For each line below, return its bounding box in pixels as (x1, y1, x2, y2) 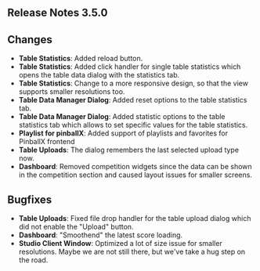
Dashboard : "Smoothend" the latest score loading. (18, 230, 183, 240)
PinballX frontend (18, 137, 75, 146)
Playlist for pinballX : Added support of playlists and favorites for (18, 128, 229, 138)
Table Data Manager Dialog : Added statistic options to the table (18, 112, 226, 121)
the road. (18, 255, 49, 265)
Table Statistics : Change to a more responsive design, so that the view (18, 78, 248, 89)
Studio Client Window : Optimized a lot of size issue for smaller (18, 239, 222, 248)
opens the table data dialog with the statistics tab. (18, 70, 180, 80)
